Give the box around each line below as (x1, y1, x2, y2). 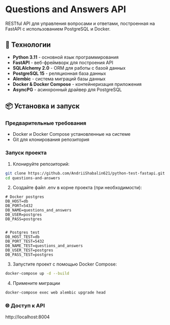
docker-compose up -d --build (5, 271, 70, 276)
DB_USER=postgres (5, 212, 42, 217)
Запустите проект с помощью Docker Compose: (12, 261, 117, 268)
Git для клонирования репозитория (12, 136, 90, 143)
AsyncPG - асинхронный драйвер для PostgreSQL (12, 86, 122, 93)
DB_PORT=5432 (5, 203, 33, 209)
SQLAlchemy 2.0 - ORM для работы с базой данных (12, 65, 126, 71)
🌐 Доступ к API (5, 302, 45, 309)
